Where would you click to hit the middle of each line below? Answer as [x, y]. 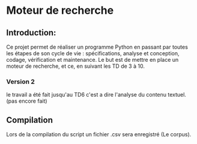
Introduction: [31, 33]
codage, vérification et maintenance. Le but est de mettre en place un [92, 60]
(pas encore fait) [27, 101]
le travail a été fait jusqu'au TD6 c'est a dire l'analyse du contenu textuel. [96, 95]
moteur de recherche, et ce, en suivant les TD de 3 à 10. [76, 66]
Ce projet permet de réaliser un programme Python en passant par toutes [97, 47]
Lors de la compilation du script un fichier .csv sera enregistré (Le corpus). [99, 134]
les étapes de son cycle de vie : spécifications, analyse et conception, [93, 53]
